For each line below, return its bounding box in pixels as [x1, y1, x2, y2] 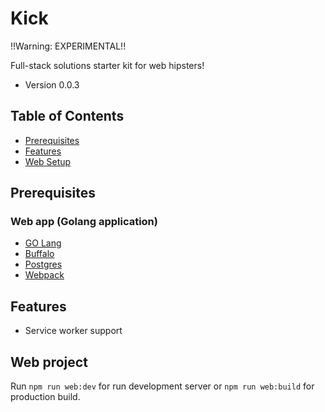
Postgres [24, 258, 63, 271]
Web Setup [24, 155, 72, 167]
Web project [10, 353, 88, 371]
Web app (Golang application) [10, 215, 158, 229]
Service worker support [24, 325, 123, 337]
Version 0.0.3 [24, 78, 80, 91]
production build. [10, 391, 81, 403]
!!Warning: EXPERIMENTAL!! [10, 40, 127, 52]
